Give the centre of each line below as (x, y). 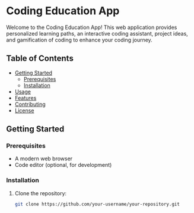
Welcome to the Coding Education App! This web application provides (92, 27)
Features (26, 98)
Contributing (30, 104)
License (24, 110)
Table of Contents (40, 58)
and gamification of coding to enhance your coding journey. (79, 40)
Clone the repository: (41, 193)
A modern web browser (44, 159)
